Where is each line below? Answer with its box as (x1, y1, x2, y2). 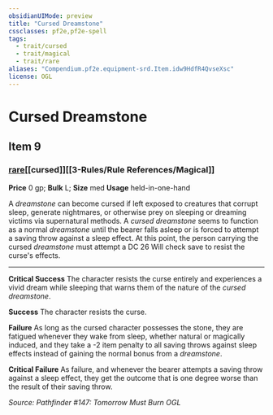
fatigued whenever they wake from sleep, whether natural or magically (8, 331, 245, 341)
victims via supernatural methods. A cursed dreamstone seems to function (8, 216, 258, 225)
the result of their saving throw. (8, 382, 113, 391)
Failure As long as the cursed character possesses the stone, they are (8, 322, 244, 332)
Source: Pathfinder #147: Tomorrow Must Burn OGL (8, 397, 181, 407)
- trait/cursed (15, 42, 67, 50)
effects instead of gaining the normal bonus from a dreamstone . (8, 348, 223, 358)
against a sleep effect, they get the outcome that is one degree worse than (8, 373, 258, 382)
